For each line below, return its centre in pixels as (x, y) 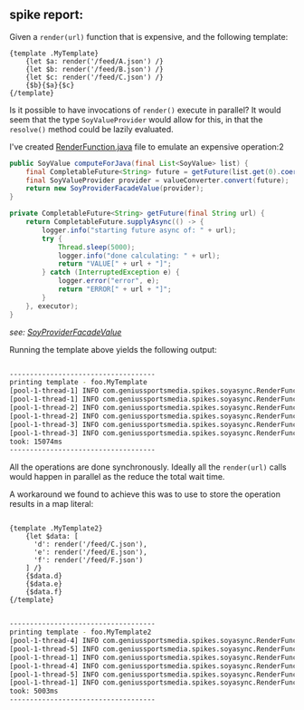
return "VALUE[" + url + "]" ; (114, 264)
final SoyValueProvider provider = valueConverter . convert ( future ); (157, 180)
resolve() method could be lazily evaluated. (91, 129)
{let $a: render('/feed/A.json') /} (95, 61)
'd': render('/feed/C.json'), (90, 545)
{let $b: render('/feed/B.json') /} (95, 69)
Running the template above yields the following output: (113, 349)
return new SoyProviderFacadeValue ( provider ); (115, 189)
